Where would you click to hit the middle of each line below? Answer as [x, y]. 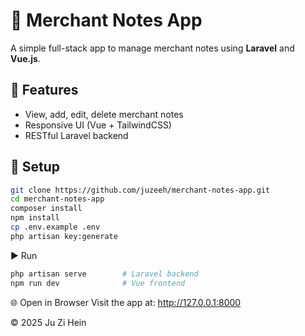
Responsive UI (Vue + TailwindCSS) [98, 125]
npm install [35, 218]
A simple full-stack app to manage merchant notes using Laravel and [152, 48]
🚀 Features [44, 90]
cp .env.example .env [55, 227]
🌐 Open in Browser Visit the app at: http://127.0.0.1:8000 [126, 302]
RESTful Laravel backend [76, 135]
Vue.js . [25, 58]
